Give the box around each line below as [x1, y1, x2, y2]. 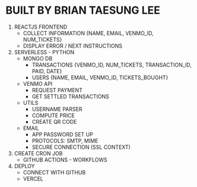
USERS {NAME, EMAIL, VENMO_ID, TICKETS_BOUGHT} [31, 74, 169, 81]
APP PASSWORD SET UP [31, 130, 93, 138]
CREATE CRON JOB [14, 149, 63, 157]
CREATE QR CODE [31, 118, 78, 125]
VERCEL [23, 175, 44, 182]
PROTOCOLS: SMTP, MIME [31, 137, 99, 144]
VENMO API [23, 80, 53, 87]
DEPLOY [14, 162, 35, 170]
